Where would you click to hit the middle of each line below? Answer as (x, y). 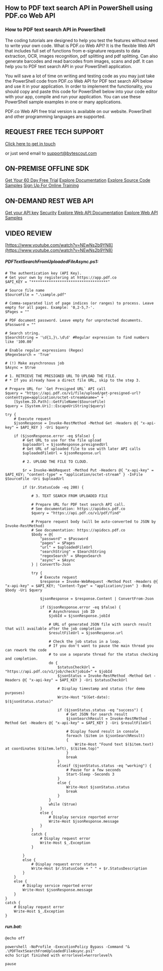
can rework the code (26, 650)
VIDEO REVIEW (29, 233)
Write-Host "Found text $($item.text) (114, 744)
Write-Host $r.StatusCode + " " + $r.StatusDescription (89, 868)
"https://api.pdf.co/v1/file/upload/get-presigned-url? (82, 393)
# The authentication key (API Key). (43, 273)
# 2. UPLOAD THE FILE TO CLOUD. (56, 462)
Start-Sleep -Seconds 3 (90, 774)
